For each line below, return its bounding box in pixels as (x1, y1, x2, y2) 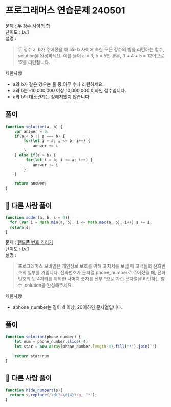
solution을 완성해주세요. (25, 282, 73, 289)
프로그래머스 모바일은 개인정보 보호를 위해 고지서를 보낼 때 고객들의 (17, 263, 152, 269)
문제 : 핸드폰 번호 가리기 (5, 239, 53, 246)
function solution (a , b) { (5, 124, 63, 129)
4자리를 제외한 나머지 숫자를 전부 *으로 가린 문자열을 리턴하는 (37, 276, 160, 282)
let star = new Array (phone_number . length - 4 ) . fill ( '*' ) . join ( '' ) (14, 344, 157, 349)
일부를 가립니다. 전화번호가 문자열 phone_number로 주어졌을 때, (27, 270, 157, 276)
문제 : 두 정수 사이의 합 (5, 23, 50, 29)
